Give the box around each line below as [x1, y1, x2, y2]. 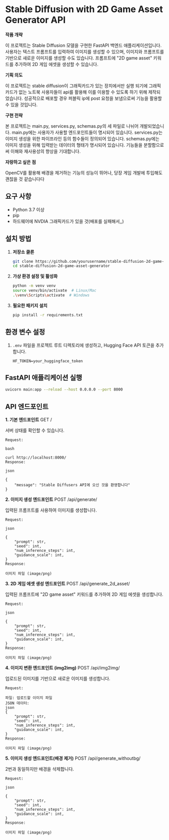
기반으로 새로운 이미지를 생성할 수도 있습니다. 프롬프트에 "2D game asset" [5, 54, 152, 61]
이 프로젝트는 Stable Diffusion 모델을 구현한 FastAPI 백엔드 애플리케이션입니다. [5, 42, 162, 48]
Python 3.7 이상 [12, 206, 45, 212]
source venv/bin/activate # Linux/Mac [12, 288, 97, 293]
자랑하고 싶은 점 [5, 159, 36, 165]
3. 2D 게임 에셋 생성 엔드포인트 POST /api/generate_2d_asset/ [5, 581, 130, 587]
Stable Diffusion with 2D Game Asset [5, 4, 163, 15]
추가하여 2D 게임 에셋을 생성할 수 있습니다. [14, 61, 98, 67]
